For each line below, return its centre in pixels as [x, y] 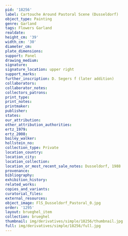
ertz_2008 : [16, 134]
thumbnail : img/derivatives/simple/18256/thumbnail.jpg [64, 221]
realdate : [15, 33]
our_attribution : [23, 120]
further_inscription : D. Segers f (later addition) [60, 79]
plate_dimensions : [24, 51]
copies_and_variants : [28, 189]
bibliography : [20, 175]
